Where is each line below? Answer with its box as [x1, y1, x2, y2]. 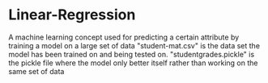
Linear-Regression [8, 6, 136, 24]
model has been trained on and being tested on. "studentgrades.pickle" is [8, 49, 255, 59]
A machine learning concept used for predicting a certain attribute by [8, 32, 240, 42]
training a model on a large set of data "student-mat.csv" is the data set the [8, 40, 261, 50]
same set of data [8, 66, 65, 76]
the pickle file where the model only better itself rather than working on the [8, 58, 258, 68]
